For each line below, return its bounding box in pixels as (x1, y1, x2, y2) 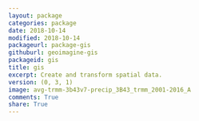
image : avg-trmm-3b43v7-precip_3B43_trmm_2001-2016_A (8, 85, 192, 94)
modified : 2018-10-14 (8, 33, 81, 42)
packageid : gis (8, 57, 59, 64)
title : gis (8, 64, 45, 72)
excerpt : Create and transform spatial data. (8, 71, 162, 79)
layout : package (8, 11, 62, 20)
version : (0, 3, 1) (8, 78, 74, 86)
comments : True (8, 93, 59, 101)
